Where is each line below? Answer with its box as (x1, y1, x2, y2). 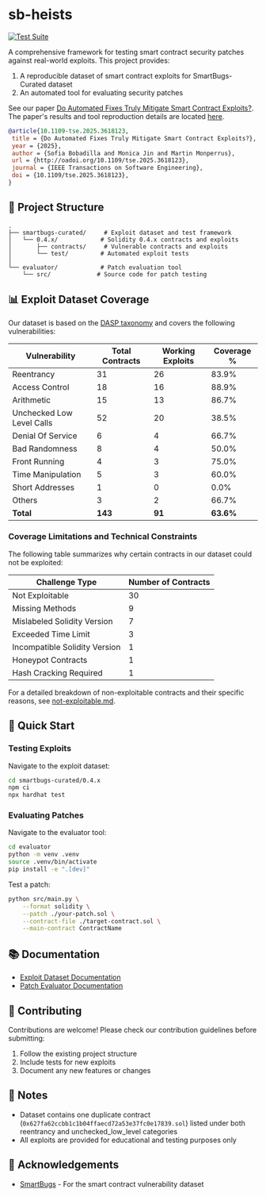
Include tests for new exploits (19, 1057, 116, 1067)
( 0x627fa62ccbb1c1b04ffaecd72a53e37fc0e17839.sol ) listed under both (19, 1118, 245, 1128)
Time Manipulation (12, 468, 82, 479)
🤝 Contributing (8, 1004, 82, 1018)
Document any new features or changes (19, 1065, 151, 1075)
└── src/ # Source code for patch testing (22, 270, 207, 279)
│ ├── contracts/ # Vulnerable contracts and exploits (8, 242, 228, 251)
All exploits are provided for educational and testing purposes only (19, 1135, 237, 1145)
